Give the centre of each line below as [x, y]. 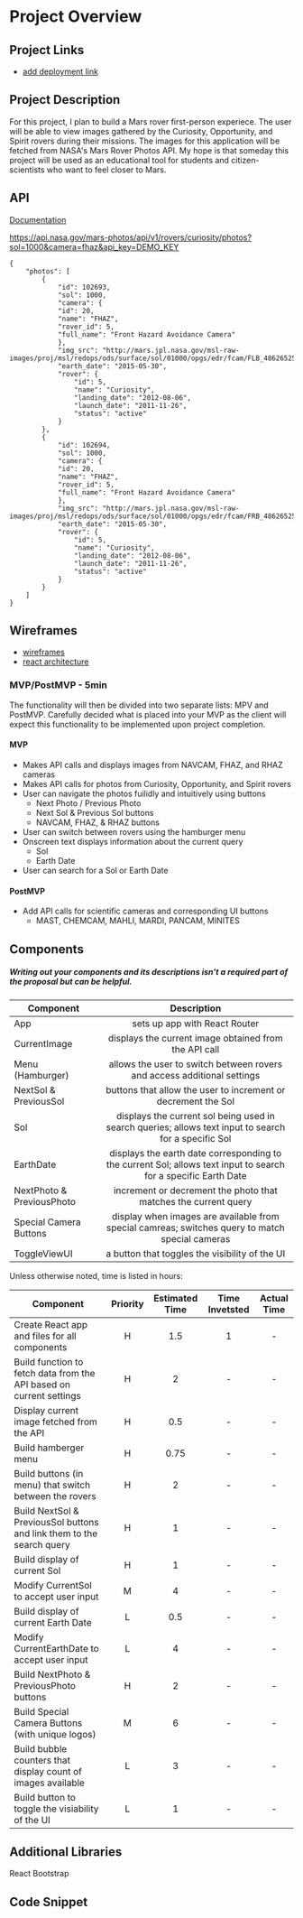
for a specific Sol [196, 1138]
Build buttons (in [49, 1473]
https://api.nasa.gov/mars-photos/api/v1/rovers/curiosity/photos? [131, 237]
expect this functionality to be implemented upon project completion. [138, 724]
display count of [48, 1771]
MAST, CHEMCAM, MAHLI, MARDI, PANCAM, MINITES [138, 921]
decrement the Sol [195, 1101]
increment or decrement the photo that [195, 1191]
